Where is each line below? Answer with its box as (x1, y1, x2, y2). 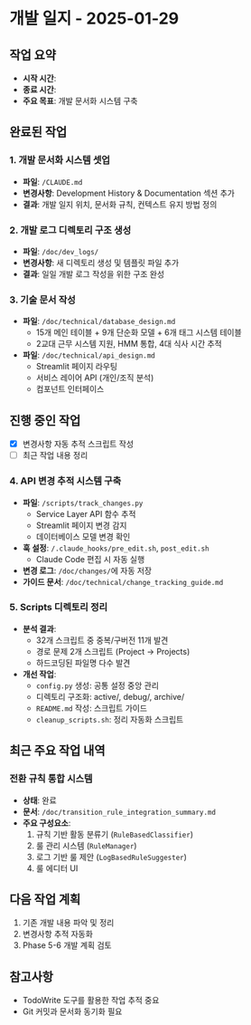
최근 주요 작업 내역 (9, 743, 106, 759)
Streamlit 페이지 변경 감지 (35, 520, 127, 531)
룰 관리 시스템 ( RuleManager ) (35, 839, 137, 851)
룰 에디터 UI (35, 862, 79, 874)
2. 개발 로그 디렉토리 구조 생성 (9, 224, 132, 236)
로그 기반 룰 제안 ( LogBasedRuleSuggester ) (35, 851, 188, 862)
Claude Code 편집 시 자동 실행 (35, 553, 145, 564)
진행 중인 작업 (9, 413, 81, 428)
